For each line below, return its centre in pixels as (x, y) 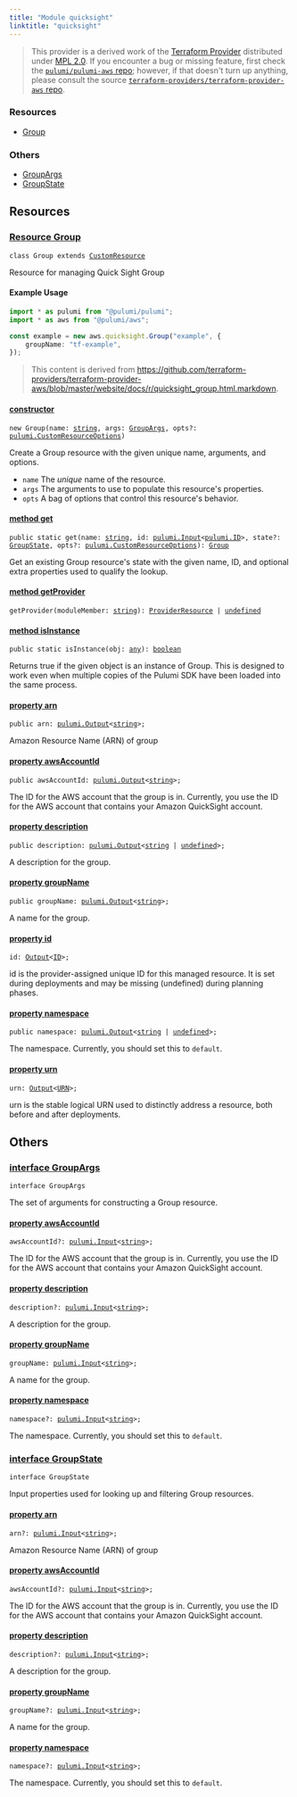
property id (30, 938)
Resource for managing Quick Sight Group (87, 272)
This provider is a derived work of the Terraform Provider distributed (157, 51)
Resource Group (45, 237)
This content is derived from (83, 370)
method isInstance (45, 630)
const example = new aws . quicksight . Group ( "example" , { (115, 336)
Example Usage (39, 293)
